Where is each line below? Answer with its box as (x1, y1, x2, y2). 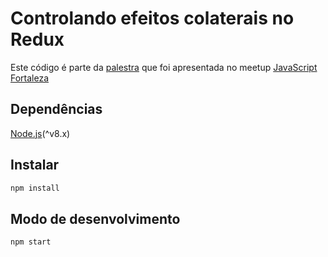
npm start (10, 237, 52, 247)
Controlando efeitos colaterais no (10, 7, 295, 30)
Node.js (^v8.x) (10, 127, 71, 139)
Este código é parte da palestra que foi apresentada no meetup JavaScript (10, 61, 318, 73)
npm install (10, 183, 60, 193)
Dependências (10, 101, 103, 118)
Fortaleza (10, 72, 50, 84)
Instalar (10, 157, 60, 174)
